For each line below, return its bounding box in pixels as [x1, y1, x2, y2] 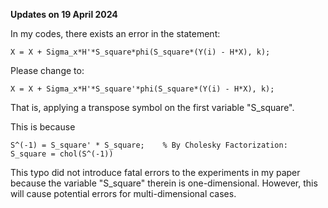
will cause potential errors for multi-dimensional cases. [10, 188, 237, 199]
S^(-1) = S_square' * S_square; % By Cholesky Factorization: [10, 140, 288, 150]
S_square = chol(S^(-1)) [10, 149, 114, 159]
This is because [10, 121, 76, 133]
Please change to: [10, 65, 85, 76]
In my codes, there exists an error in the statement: [10, 28, 221, 39]
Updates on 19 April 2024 [10, 9, 118, 20]
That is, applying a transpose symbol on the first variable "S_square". [10, 102, 295, 113]
